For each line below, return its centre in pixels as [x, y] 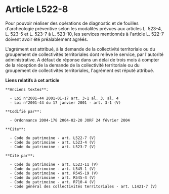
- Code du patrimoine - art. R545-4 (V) [53, 177]
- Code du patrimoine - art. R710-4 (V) [53, 182]
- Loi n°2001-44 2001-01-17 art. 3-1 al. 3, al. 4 [64, 98]
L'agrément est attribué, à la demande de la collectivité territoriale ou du [80, 49]
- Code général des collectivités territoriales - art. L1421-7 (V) [83, 186]
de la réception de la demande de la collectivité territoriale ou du [73, 65]
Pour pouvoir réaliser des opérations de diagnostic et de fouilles [72, 23]
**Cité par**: [20, 155]
